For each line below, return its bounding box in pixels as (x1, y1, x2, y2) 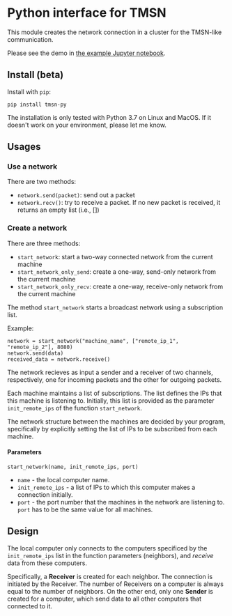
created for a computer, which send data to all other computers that (7, 594, 202, 603)
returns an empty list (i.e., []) (17, 206, 100, 214)
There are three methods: (7, 239, 81, 247)
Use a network (7, 162, 58, 171)
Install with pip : (7, 87, 51, 95)
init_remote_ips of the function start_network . (7, 403, 143, 412)
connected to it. (7, 601, 52, 610)
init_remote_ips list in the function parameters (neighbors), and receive (7, 551, 214, 560)
